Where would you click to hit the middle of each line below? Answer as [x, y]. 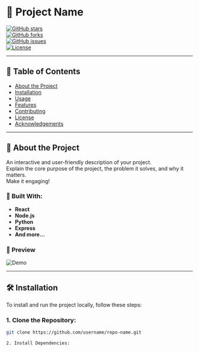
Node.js [25, 215]
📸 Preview [21, 249]
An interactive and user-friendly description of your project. [79, 162]
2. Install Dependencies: [38, 343]
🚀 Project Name [45, 12]
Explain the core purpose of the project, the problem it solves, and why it [95, 168]
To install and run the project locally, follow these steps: [74, 305]
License [24, 117]
